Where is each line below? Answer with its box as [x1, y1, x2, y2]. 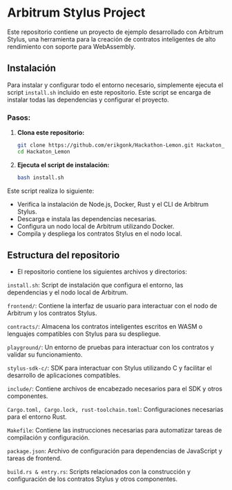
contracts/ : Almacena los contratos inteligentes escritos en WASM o [7, 323, 203, 331]
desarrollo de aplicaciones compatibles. [7, 371, 121, 379]
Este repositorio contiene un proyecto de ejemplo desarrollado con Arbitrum [7, 28, 224, 36]
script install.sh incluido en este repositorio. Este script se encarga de [7, 88, 211, 96]
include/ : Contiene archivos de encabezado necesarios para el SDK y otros [7, 385, 223, 393]
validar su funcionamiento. [7, 350, 83, 359]
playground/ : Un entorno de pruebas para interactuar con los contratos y [7, 343, 214, 352]
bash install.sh [17, 174, 64, 181]
